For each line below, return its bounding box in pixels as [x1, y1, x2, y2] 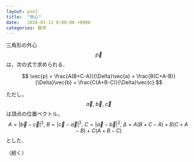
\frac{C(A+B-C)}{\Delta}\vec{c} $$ [78, 79, 163, 86]
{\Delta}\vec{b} [35, 79, 72, 86]
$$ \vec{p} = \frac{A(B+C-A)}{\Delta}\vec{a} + [22, 73, 135, 80]
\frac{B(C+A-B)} [136, 73, 176, 80]
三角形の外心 [6, 42, 37, 49]
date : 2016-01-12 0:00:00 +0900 [6, 19, 91, 25]
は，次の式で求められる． [6, 61, 68, 68]
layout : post [6, 8, 38, 15]
